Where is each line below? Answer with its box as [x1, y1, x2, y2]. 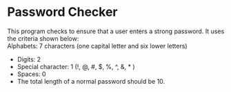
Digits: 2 [17, 55, 41, 63]
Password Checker [7, 4, 118, 20]
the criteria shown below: [7, 34, 79, 42]
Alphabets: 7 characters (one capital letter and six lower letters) [7, 42, 188, 50]
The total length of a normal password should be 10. [17, 77, 165, 85]
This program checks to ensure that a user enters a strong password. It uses [7, 27, 225, 35]
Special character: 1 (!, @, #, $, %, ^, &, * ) [17, 62, 136, 71]
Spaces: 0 [17, 70, 46, 78]
